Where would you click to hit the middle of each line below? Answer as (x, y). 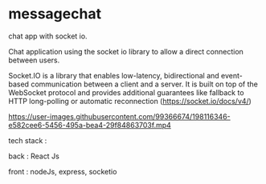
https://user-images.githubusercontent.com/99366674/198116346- (119, 116)
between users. (34, 60)
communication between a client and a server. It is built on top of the (145, 84)
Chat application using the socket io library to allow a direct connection (126, 51)
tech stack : (28, 140)
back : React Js (34, 156)
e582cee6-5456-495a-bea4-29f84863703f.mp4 (90, 125)
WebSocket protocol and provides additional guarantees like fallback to (126, 92)
